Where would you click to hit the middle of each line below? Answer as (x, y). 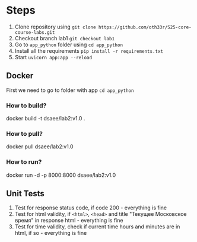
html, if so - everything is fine (51, 233)
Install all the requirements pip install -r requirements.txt (89, 50)
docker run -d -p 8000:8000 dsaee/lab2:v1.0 (61, 175)
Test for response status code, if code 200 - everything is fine (91, 208)
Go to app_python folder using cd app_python (69, 44)
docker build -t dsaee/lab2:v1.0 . (46, 119)
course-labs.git (35, 32)
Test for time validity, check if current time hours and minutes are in (97, 227)
